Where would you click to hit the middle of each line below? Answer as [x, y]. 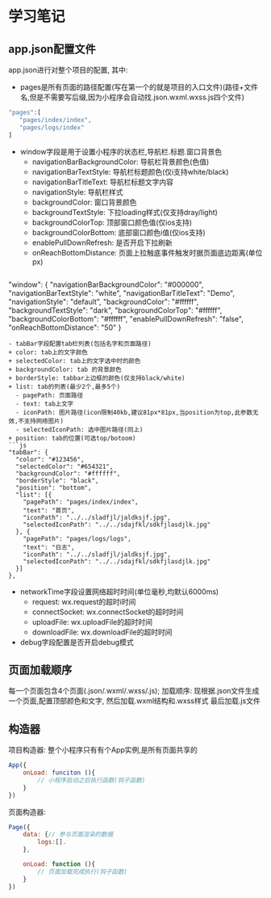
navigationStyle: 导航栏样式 [77, 192]
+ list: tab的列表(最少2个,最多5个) [65, 386]
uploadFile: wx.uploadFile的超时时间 [92, 622]
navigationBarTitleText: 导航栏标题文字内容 [103, 182]
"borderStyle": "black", [57, 481]
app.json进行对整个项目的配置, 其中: [68, 70]
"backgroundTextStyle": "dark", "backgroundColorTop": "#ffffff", [115, 310]
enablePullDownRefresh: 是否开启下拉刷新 [102, 242]
